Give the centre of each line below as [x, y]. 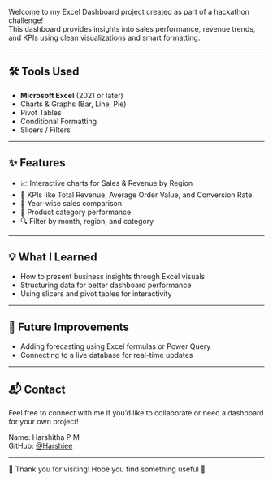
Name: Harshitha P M [44, 437]
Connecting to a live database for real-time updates [106, 355]
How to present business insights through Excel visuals [113, 277]
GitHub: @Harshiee [41, 446]
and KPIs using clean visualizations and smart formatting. [104, 37]
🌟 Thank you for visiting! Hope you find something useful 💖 [107, 469]
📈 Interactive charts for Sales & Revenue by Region [106, 183]
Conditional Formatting [58, 121]
